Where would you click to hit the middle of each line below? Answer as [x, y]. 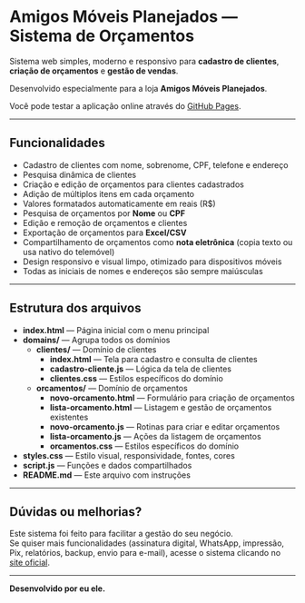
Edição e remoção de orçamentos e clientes [105, 222]
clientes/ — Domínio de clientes [96, 349]
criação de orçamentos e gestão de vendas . [94, 71]
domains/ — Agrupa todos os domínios [96, 340]
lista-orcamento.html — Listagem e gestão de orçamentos [161, 407]
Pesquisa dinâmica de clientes [79, 174]
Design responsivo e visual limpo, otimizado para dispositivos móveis [152, 262]
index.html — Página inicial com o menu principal [116, 330]
